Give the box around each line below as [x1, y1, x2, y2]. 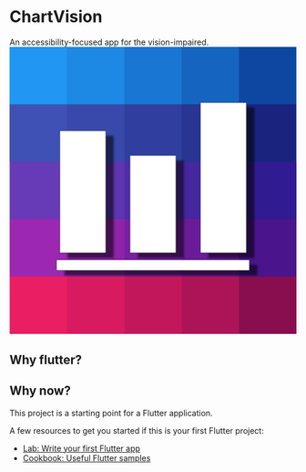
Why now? [9, 383, 71, 399]
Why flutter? [9, 351, 83, 367]
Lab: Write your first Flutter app [22, 443, 141, 454]
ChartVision [9, 6, 103, 27]
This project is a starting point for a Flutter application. [9, 407, 213, 418]
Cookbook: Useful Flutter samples [22, 452, 151, 463]
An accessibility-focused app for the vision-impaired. [9, 37, 209, 47]
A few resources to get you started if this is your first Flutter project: [9, 425, 264, 435]
